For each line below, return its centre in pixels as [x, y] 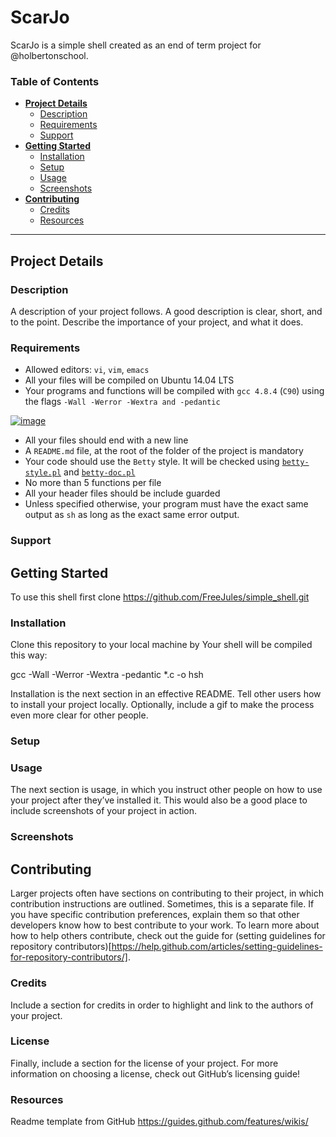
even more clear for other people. [79, 715]
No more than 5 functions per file [93, 483]
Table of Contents [55, 81]
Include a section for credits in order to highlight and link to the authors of [162, 1005]
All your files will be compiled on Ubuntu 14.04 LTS [129, 380]
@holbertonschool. [49, 55]
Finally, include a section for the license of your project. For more [144, 1063]
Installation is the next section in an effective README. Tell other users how [166, 694]
